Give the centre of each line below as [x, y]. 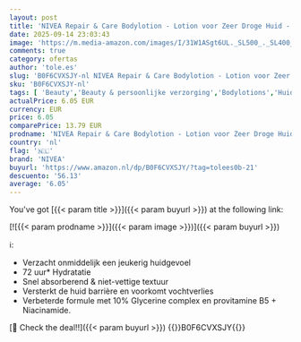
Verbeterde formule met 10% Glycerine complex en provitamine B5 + [149, 301]
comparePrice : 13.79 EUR [56, 126]
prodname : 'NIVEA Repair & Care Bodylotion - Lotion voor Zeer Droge [142, 134]
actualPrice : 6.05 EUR [52, 101]
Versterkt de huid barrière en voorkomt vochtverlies [118, 291]
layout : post [34, 17]
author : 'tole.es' [43, 68]
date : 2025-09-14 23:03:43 [60, 34]
